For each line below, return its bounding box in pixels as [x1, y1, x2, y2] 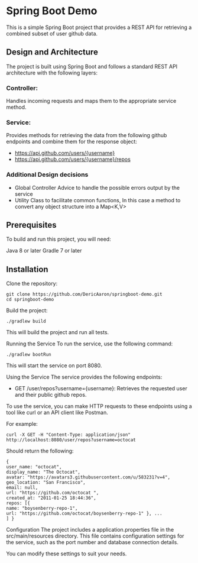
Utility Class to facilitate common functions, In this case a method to [14, 196, 181, 203]
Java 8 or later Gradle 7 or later [6, 247, 82, 254]
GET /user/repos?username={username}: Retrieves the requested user [14, 385, 187, 392]
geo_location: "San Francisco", [6, 480, 86, 486]
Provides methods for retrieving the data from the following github [6, 132, 167, 139]
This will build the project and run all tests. [6, 329, 109, 336]
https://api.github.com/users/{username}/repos [14, 156, 131, 163]
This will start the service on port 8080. [6, 362, 102, 369]
